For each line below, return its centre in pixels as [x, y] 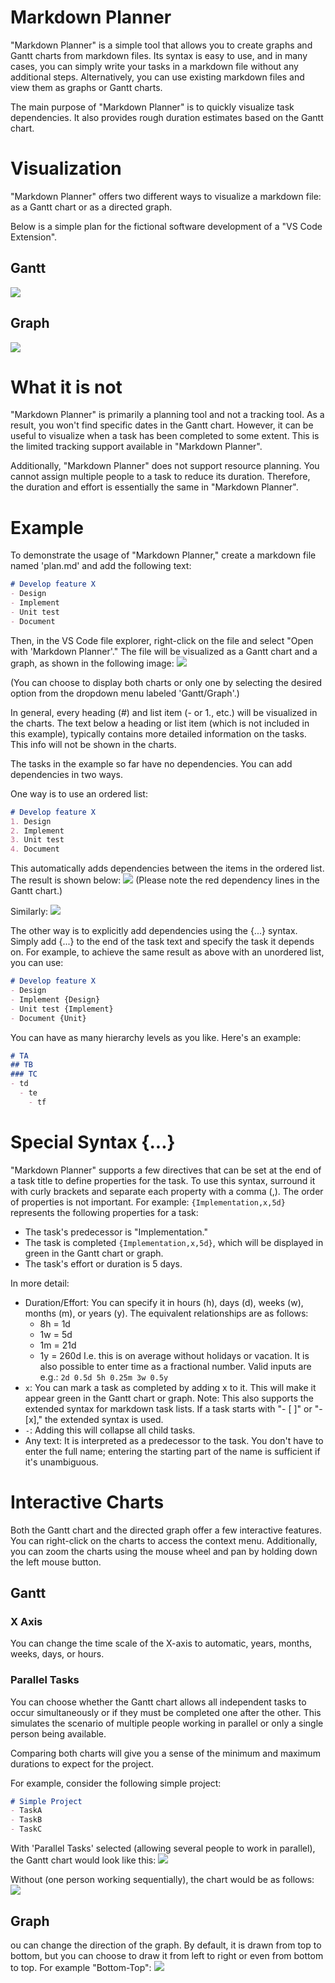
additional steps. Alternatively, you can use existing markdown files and [157, 77]
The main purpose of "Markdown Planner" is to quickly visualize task [152, 107]
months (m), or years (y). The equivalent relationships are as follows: [166, 1313]
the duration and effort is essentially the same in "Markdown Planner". [154, 487]
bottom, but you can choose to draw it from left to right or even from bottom [167, 1955]
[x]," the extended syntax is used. [94, 1419]
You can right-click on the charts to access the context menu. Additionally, [164, 1540]
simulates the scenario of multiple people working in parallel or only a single [167, 1723]
